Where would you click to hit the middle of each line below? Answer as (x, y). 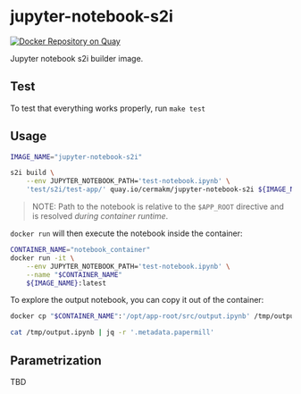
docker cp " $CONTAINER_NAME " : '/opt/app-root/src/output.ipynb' (130, 316)
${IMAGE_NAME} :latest (66, 283)
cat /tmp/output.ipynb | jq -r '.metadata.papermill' (113, 332)
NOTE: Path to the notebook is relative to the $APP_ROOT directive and (158, 206)
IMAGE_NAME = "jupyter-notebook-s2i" (76, 157)
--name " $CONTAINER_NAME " (75, 274)
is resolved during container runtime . (100, 216)
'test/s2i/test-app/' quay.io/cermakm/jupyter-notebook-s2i (140, 189)
